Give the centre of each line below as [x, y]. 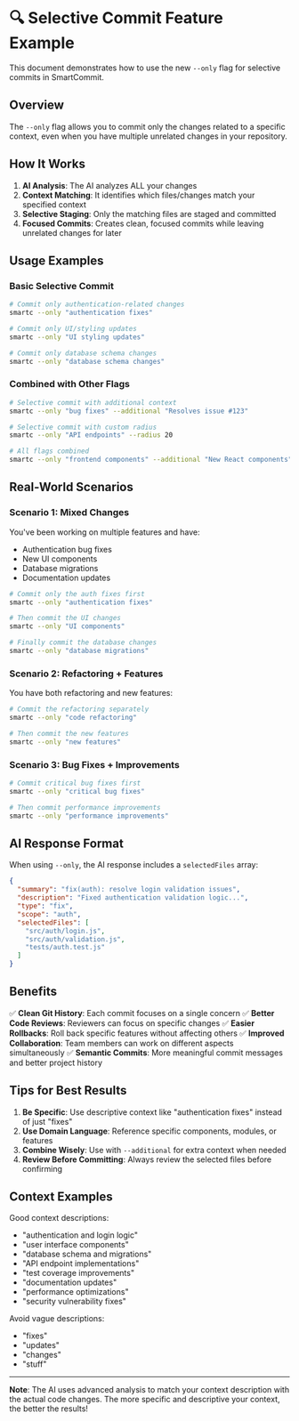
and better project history [56, 1062]
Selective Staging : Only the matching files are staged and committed [149, 214]
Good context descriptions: [59, 1218]
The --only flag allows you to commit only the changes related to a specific [148, 126]
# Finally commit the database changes [83, 642]
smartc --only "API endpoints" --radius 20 [91, 435]
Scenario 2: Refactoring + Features [86, 674]
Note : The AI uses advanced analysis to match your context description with [149, 1390]
